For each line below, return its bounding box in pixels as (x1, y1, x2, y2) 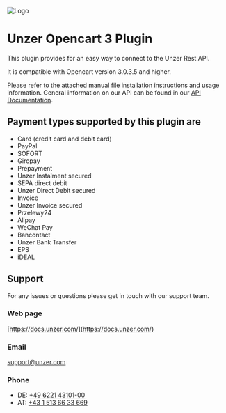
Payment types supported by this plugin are (7, 116, 202, 128)
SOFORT (17, 149, 43, 157)
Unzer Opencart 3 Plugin (7, 31, 153, 47)
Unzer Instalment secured (17, 171, 92, 180)
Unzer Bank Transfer (17, 237, 77, 247)
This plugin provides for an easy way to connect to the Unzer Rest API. (7, 54, 210, 62)
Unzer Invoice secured (17, 201, 83, 209)
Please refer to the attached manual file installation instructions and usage (7, 81, 220, 89)
